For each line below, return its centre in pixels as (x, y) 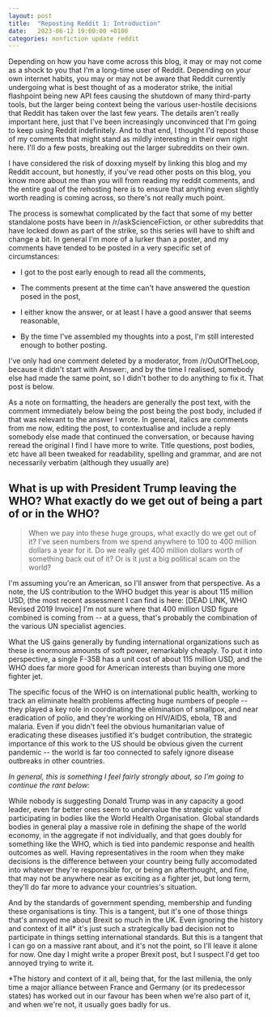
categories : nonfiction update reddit (74, 38)
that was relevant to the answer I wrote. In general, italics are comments (128, 420)
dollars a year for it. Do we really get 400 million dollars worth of (135, 550)
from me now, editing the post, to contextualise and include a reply (119, 428)
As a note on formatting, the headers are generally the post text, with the (130, 403)
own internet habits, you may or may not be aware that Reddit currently (127, 79)
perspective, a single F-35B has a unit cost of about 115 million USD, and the (136, 659)
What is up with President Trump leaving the (123, 488)
